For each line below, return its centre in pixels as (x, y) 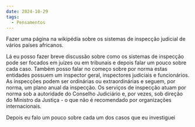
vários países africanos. (35, 45)
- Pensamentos (28, 22)
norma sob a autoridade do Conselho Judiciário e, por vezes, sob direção (94, 94)
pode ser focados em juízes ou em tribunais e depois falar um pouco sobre (96, 63)
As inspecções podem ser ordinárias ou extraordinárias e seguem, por (91, 81)
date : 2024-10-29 (27, 11)
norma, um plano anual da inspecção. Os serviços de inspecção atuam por (96, 88)
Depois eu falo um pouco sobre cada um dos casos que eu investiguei (90, 118)
